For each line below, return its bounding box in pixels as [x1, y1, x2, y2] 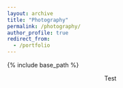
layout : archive [7, 10, 53, 17]
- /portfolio [13, 42, 51, 49]
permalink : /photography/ [7, 23, 81, 30]
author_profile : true [7, 29, 69, 36]
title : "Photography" [7, 16, 69, 23]
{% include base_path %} [7, 61, 79, 69]
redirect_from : [7, 36, 51, 43]
